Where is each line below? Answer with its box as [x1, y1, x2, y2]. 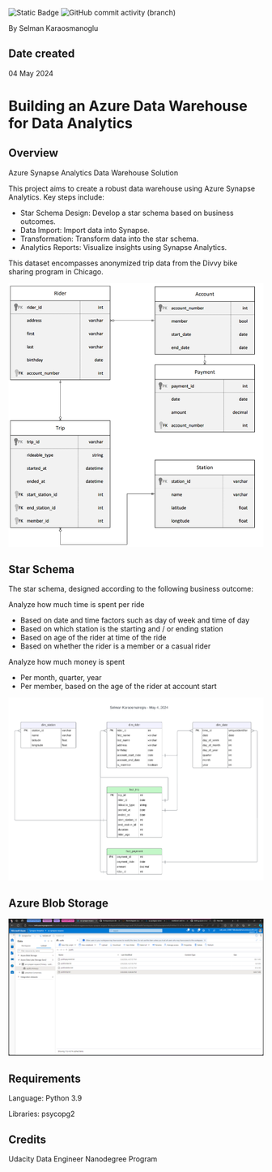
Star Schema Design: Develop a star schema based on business [19, 208, 234, 218]
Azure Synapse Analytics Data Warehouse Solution [8, 167, 179, 178]
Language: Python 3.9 [8, 1093, 83, 1103]
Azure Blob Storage [8, 897, 109, 911]
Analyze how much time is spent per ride [8, 600, 145, 610]
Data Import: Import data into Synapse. [19, 225, 150, 235]
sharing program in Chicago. [8, 266, 104, 276]
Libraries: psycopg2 [8, 1109, 75, 1119]
